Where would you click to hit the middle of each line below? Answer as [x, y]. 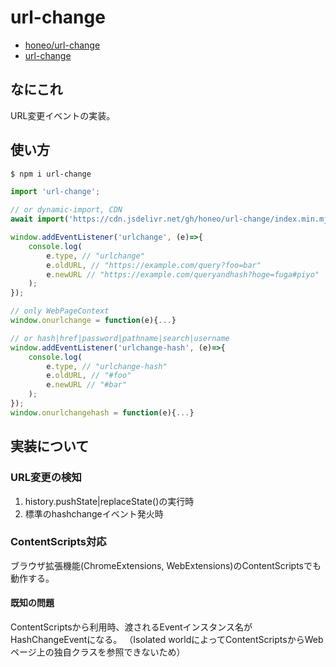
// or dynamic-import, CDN [66, 210]
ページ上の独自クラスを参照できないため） [98, 652]
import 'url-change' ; [55, 192]
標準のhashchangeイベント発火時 [94, 513]
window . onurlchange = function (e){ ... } [93, 321]
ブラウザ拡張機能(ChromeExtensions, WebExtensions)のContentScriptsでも [166, 565]
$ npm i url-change [51, 174]
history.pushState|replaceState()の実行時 [109, 501]
